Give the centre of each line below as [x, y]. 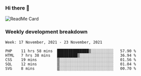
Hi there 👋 [18, 8]
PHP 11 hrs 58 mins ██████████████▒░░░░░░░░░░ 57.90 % [71, 51]
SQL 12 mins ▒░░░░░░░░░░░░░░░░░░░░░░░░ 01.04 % [71, 64]
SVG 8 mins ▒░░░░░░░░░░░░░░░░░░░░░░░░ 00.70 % [71, 68]
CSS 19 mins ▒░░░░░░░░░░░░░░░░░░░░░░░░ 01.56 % [71, 59]
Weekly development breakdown [47, 32]
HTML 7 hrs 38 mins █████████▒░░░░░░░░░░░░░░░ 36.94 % [71, 55]
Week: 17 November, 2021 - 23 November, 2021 [54, 42]
